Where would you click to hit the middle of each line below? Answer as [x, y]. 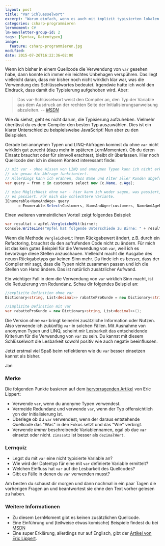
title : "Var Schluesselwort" [35, 14]
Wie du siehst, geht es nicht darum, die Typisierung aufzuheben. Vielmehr [80, 120]
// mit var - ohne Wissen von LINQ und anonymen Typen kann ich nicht [79, 169]
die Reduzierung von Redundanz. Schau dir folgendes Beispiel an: [72, 284]
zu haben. [15, 494]
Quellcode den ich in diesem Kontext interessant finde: [60, 161]
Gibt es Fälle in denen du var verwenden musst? [61, 474]
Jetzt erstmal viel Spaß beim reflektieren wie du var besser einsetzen [75, 351]
